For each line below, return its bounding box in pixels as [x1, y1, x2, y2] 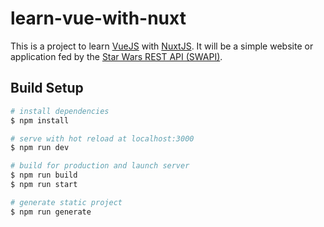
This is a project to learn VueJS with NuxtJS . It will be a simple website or [10, 40, 314, 52]
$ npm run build [10, 170, 78, 181]
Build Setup [10, 80, 84, 97]
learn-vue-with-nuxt [10, 7, 187, 30]
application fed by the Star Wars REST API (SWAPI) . [10, 50, 223, 62]
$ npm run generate [10, 207, 92, 217]
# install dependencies [10, 106, 110, 116]
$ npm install [10, 115, 70, 126]
